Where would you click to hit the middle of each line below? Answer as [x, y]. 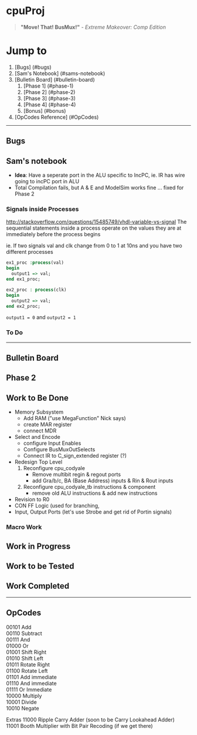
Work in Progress [38, 546]
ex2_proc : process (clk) [36, 290]
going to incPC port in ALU [47, 182]
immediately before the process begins [53, 234]
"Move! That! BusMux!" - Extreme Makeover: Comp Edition [93, 27]
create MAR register [47, 425]
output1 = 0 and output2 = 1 [41, 317]
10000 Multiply [24, 696]
